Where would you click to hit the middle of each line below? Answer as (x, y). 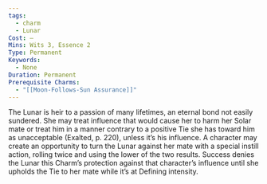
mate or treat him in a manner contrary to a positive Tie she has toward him (132, 129)
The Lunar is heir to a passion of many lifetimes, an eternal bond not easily (131, 112)
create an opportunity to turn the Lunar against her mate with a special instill (133, 146)
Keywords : (25, 61)
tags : (17, 16)
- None (26, 68)
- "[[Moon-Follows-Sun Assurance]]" (76, 90)
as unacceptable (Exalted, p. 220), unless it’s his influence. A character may (133, 138)
